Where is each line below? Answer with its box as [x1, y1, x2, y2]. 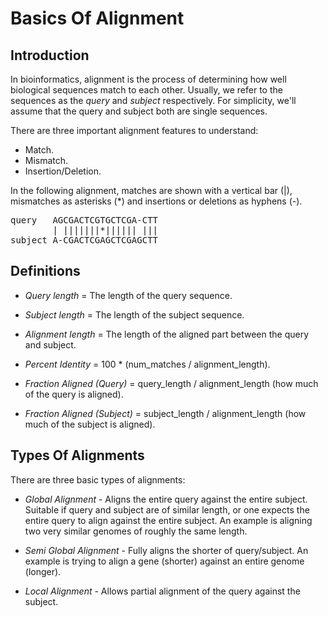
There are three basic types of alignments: [10, 473, 186, 486]
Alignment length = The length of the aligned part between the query [24, 328, 310, 340]
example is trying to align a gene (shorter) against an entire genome [24, 555, 305, 567]
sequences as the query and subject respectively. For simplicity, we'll [10, 95, 297, 106]
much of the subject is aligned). [24, 418, 156, 430]
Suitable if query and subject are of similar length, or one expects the [24, 503, 310, 516]
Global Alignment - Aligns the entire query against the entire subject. [24, 493, 308, 505]
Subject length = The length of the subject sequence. [24, 308, 245, 321]
